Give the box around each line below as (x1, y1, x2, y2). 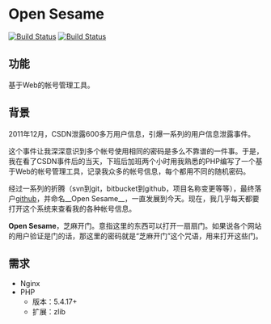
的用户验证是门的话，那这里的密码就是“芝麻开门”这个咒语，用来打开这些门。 (8, 231, 263, 241)
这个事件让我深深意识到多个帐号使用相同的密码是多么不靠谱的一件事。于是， (8, 146, 264, 156)
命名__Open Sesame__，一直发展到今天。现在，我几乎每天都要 (50, 193, 260, 203)
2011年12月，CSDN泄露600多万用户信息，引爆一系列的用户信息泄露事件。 (8, 128, 256, 138)
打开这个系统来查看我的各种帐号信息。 (8, 204, 136, 213)
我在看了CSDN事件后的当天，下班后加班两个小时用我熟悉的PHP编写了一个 (8, 156, 256, 166)
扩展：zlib (32, 307, 66, 317)
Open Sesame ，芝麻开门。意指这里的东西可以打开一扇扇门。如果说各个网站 (8, 221, 262, 230)
